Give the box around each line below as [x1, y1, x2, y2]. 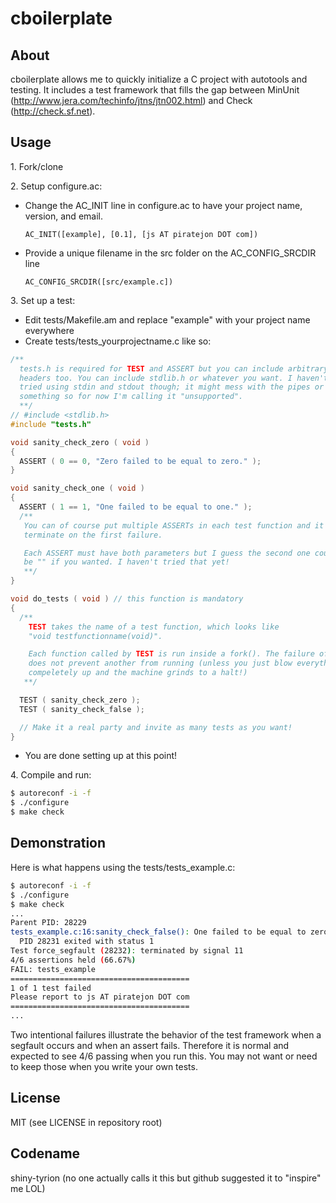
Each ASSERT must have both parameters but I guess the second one [23, 548, 311, 558]
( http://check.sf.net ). [10, 105, 96, 117]
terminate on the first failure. [23, 530, 163, 540]
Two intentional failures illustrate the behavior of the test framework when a [10, 1029, 322, 1041]
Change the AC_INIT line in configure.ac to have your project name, [24, 199, 303, 211]
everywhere [24, 324, 75, 336]
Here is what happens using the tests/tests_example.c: [10, 861, 236, 873]
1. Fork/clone [10, 160, 64, 172]
